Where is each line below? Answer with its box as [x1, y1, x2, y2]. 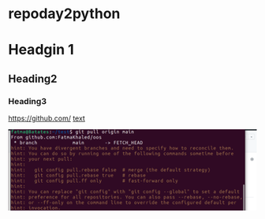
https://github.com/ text [8, 113, 85, 123]
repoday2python [8, 5, 121, 23]
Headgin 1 [8, 41, 75, 59]
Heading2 [8, 72, 58, 85]
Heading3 [8, 95, 47, 106]
